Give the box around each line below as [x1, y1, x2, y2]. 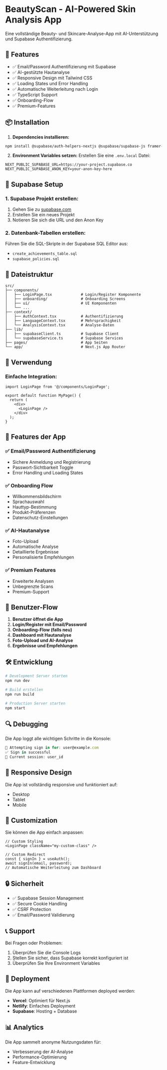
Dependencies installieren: [12, 134, 70, 140]
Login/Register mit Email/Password [12, 622, 87, 628]
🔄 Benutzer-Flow [5, 603, 58, 611]
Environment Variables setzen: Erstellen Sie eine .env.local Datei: [12, 153, 151, 159]
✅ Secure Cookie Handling [12, 901, 68, 907]
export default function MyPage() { [5, 393, 81, 398]
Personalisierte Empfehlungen [12, 554, 75, 560]
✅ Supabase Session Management [12, 895, 84, 901]
